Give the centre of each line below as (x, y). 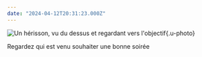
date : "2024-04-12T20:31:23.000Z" (57, 13)
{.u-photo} (181, 33)
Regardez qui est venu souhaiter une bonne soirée (78, 46)
